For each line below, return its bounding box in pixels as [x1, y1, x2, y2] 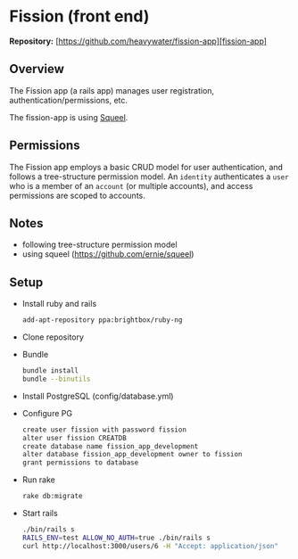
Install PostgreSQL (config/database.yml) [21, 390, 174, 401]
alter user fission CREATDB [21, 433, 127, 442]
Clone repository [21, 332, 85, 342]
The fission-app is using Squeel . [9, 111, 128, 122]
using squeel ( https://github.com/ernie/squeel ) [21, 249, 195, 259]
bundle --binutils [21, 374, 91, 383]
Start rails [21, 508, 58, 519]
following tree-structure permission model [21, 239, 178, 251]
